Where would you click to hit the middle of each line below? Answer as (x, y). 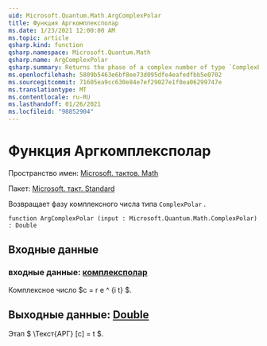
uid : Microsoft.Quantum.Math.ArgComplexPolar (85, 16)
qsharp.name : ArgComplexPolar (58, 60)
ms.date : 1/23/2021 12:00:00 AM (62, 30)
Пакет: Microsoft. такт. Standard (62, 189)
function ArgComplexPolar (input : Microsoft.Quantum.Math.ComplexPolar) (133, 218)
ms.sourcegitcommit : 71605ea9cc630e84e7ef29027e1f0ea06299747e (115, 82)
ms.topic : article (39, 38)
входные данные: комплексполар (78, 273)
